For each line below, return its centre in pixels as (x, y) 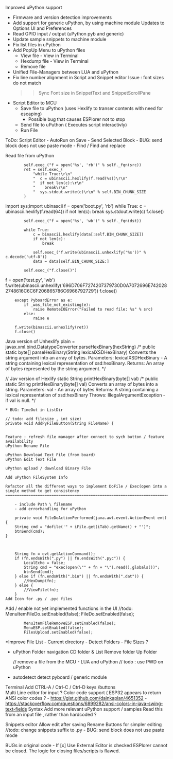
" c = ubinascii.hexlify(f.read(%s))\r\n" (80, 178)
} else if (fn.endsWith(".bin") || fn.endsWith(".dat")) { (79, 576)
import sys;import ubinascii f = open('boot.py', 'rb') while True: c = (76, 206)
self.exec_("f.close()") (50, 270)
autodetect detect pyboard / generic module (60, 677)
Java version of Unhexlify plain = (40, 341)
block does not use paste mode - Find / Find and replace (66, 146)
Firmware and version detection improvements (62, 17)
